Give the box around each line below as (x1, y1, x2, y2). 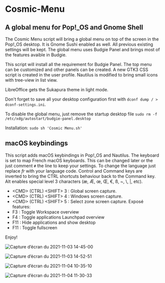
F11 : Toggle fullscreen (12, 224, 57, 230)
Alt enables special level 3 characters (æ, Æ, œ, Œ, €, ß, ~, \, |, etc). (5, 178, 143, 184)
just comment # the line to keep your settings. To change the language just (5, 163, 156, 169)
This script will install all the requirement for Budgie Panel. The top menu (5, 62, 152, 67)
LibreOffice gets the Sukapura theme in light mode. (5, 87, 109, 92)
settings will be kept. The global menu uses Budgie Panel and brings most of (5, 47, 160, 52)
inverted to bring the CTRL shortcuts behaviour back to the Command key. (5, 173, 156, 179)
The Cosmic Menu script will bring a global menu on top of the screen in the (5, 36, 159, 42)
